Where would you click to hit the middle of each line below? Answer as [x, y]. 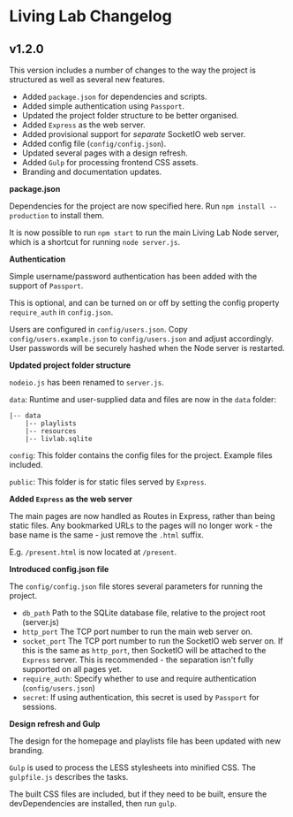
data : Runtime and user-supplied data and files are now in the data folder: [143, 399]
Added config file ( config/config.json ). [94, 144]
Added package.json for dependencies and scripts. [114, 96]
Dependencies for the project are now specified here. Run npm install [137, 206]
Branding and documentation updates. [92, 172]
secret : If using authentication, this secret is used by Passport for [141, 697]
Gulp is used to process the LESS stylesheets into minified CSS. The [132, 767]
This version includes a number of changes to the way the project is [132, 70]
